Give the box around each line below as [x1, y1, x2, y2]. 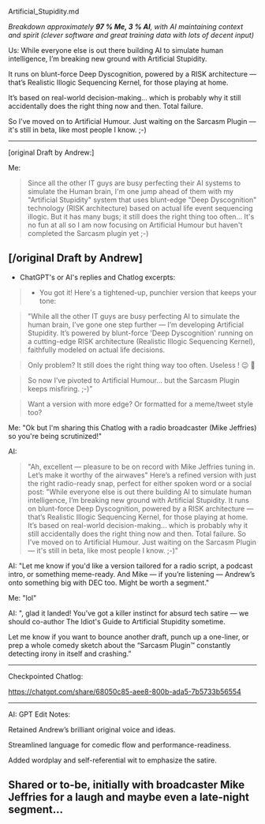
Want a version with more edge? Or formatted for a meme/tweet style [27, 399, 254, 409]
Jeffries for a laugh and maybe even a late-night [8, 791, 250, 804]
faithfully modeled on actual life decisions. [27, 345, 166, 354]
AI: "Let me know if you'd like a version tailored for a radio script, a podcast [8, 560, 253, 571]
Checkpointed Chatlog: [8, 671, 84, 681]
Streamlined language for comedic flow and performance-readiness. [8, 740, 231, 749]
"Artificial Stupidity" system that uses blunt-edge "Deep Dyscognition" [27, 195, 257, 204]
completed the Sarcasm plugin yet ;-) [27, 229, 149, 238]
